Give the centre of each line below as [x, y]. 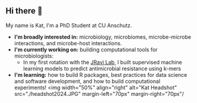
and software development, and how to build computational [87, 81]
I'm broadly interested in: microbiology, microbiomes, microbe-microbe [103, 37]
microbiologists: [34, 56]
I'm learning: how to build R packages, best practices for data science [101, 74]
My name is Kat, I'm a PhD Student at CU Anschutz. [69, 25]
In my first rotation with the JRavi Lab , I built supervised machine [102, 62]
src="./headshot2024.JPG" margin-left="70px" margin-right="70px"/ [99, 93]
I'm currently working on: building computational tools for [86, 49]
